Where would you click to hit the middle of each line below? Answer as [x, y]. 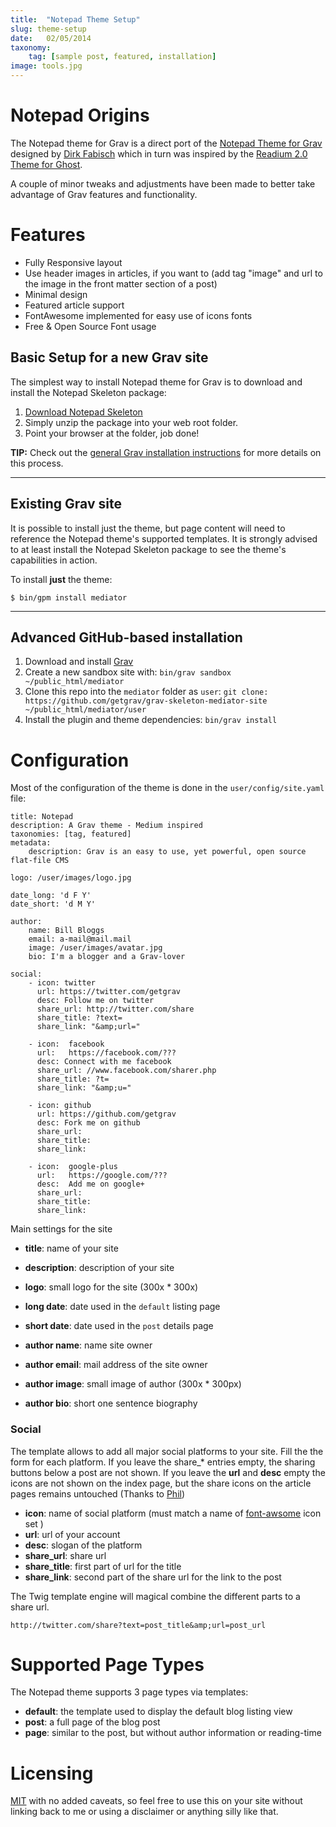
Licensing [52, 1773]
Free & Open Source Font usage [90, 326]
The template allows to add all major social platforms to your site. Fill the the [167, 1451]
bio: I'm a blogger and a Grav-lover [107, 957]
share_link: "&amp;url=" [88, 1027]
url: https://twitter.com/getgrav [109, 992]
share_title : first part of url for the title [103, 1566]
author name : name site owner [88, 1345]
